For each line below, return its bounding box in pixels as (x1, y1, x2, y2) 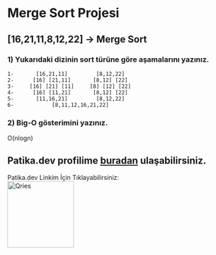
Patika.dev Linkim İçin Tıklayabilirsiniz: (7, 173, 119, 181)
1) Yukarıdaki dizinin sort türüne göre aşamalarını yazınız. (7, 55, 210, 64)
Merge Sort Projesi (7, 5, 120, 21)
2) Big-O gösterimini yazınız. (7, 118, 108, 127)
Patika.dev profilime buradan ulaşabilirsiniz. (7, 154, 207, 166)
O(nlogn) (7, 134, 33, 142)
